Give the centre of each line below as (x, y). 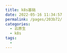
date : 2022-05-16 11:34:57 (34, 15)
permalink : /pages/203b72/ (34, 19)
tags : (11, 38)
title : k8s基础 (21, 10)
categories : (18, 24)
